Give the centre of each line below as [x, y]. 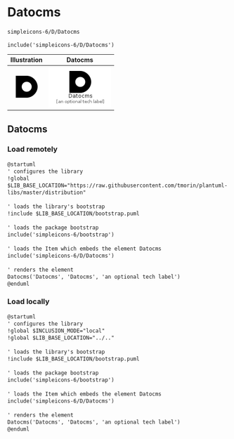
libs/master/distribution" [47, 192]
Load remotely [33, 149]
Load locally [28, 301]
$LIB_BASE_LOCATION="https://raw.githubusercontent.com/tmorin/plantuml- [118, 185]
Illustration [27, 60]
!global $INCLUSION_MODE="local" [56, 331]
